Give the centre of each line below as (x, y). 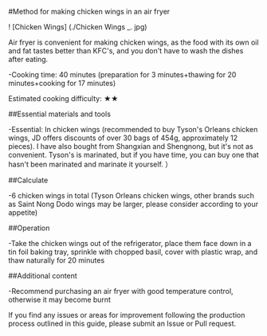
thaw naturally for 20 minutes (57, 260)
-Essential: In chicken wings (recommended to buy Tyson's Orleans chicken (133, 129)
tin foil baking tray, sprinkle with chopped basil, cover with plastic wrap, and (133, 252)
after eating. (28, 59)
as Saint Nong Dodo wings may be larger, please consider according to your (133, 204)
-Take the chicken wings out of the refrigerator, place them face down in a (130, 243)
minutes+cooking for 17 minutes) (62, 83)
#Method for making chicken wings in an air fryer (89, 12)
